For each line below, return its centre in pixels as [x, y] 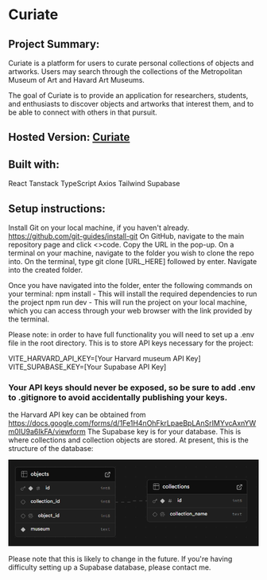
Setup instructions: [57, 208]
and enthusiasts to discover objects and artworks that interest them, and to [131, 104]
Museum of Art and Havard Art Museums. [77, 80]
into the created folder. [46, 270]
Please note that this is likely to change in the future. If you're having [120, 559]
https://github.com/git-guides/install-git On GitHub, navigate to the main [126, 236]
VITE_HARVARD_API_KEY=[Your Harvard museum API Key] [104, 359]
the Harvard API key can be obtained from [77, 415]
